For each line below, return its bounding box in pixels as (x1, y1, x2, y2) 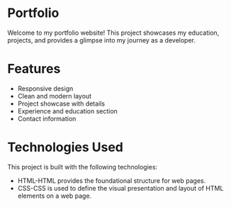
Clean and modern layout (17, 91, 92, 100)
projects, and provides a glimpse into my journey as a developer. (7, 35, 196, 44)
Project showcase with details (17, 99, 105, 108)
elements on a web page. (17, 191, 92, 200)
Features (7, 61, 61, 77)
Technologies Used (7, 140, 124, 155)
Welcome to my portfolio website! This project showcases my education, (7, 28, 220, 37)
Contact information (17, 114, 77, 123)
